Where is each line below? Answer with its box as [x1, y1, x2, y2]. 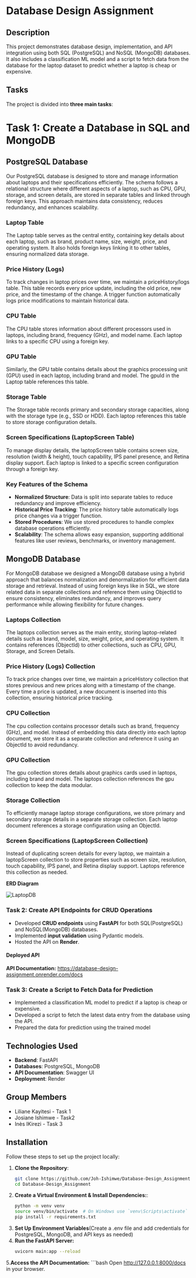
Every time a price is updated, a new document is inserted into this [6, 688, 167, 695]
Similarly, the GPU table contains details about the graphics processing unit [6, 366, 188, 372]
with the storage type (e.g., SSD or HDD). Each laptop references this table [6, 412, 187, 419]
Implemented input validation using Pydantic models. [14, 932, 145, 939]
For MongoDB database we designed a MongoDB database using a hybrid [6, 570, 185, 577]
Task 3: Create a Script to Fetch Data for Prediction [6, 986, 153, 994]
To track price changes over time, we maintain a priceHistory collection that [6, 675, 189, 682]
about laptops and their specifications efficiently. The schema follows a [6, 179, 178, 186]
